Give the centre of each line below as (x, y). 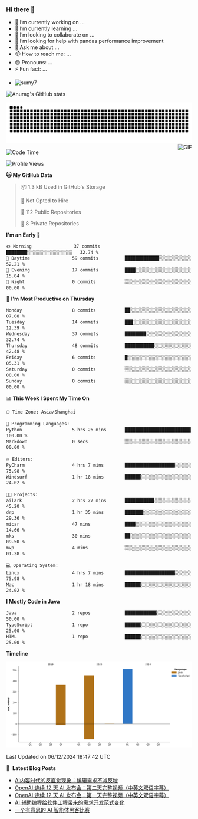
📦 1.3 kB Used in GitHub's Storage (63, 187)
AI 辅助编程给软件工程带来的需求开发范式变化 (70, 802)
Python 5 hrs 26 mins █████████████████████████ (99, 430)
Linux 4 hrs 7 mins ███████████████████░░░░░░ (99, 573)
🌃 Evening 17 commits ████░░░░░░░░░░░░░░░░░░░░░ (99, 270)
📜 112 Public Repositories (51, 212)
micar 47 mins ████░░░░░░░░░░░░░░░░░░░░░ (99, 525)
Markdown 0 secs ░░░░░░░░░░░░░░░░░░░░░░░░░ (99, 442)
